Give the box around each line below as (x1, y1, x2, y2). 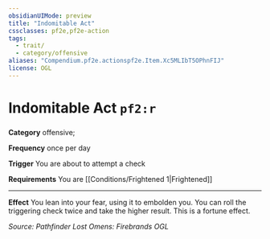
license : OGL (8, 64, 52, 72)
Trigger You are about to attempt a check (8, 159, 146, 168)
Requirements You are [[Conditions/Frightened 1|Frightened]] (8, 174, 213, 183)
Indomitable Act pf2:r (8, 98, 157, 117)
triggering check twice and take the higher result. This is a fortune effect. (8, 206, 251, 216)
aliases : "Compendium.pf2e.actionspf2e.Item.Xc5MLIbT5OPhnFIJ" (8, 57, 225, 65)
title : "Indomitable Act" (8, 19, 95, 27)
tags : (8, 34, 27, 43)
